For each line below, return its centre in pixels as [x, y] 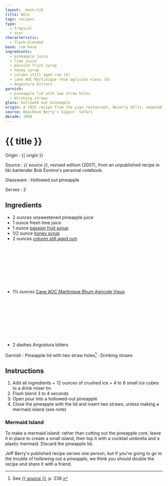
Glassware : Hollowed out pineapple [42, 180]
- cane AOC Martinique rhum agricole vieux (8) [60, 79]
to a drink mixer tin [32, 388]
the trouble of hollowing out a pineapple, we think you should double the [80, 459]
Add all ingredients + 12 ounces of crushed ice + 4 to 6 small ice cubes [85, 383]
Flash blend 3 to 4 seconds [40, 393]
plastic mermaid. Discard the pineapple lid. [49, 444]
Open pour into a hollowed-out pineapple [55, 399]
